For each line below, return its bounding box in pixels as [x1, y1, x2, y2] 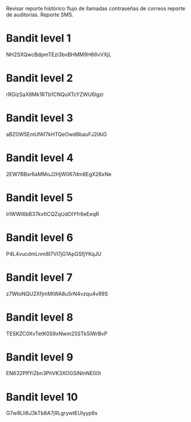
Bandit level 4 [6, 152, 74, 164]
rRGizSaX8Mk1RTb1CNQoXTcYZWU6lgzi [6, 91, 104, 98]
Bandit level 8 [6, 310, 74, 324]
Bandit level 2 [6, 71, 73, 85]
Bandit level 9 [6, 351, 74, 363]
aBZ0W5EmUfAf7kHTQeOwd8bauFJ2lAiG [6, 131, 107, 138]
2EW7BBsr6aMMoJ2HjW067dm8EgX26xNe [6, 170, 112, 177]
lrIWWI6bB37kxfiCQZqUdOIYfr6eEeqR [6, 210, 99, 217]
